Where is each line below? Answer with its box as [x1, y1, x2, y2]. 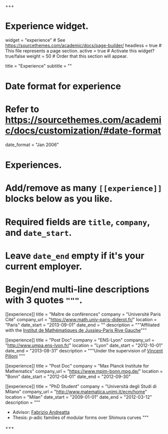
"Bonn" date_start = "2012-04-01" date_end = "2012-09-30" [5, 374, 131, 380]
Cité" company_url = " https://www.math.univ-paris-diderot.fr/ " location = [5, 316, 157, 323]
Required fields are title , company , [5, 216, 150, 227]
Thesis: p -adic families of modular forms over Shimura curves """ [12, 414, 149, 420]
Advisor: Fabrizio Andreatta [12, 409, 70, 415]
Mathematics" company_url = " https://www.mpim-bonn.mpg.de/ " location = [5, 368, 163, 374]
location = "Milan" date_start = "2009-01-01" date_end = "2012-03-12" [5, 394, 152, 400]
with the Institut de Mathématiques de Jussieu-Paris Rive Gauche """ [5, 327, 147, 333]
